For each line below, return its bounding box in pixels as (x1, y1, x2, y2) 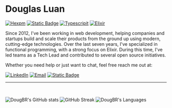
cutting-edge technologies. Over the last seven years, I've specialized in (5, 41, 158, 47)
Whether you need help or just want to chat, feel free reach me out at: (5, 62, 153, 68)
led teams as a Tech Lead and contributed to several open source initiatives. (5, 52, 166, 58)
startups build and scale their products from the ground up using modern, (5, 35, 161, 42)
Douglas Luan (5, 3, 65, 15)
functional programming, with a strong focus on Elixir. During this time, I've (5, 46, 163, 52)
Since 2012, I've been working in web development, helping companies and (5, 30, 165, 36)
